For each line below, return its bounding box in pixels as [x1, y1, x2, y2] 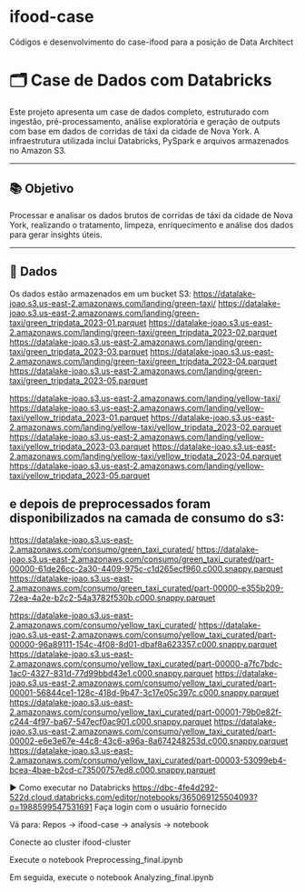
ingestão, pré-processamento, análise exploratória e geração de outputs [9, 115, 280, 126]
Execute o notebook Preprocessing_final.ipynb [9, 855, 183, 866]
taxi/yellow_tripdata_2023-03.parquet [9, 441, 151, 452]
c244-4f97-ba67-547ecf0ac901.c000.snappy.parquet [9, 717, 212, 727]
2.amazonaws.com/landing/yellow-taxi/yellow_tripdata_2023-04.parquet [9, 450, 282, 461]
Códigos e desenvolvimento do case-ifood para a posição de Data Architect [9, 36, 294, 47]
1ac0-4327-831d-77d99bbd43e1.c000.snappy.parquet [9, 668, 213, 679]
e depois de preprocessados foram [9, 496, 212, 511]
